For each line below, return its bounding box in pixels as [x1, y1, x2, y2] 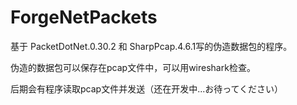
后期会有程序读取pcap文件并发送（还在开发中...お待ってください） [10, 82, 284, 95]
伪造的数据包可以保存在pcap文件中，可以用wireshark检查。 [10, 61, 256, 73]
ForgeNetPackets [10, 6, 158, 29]
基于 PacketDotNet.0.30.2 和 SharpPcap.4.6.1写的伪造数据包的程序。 [10, 40, 293, 52]
